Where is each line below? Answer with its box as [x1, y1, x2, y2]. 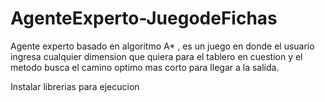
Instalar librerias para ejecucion [10, 80, 140, 92]
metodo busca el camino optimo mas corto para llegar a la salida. [10, 61, 280, 73]
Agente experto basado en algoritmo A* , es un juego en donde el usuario [10, 40, 315, 52]
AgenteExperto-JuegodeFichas [10, 7, 278, 30]
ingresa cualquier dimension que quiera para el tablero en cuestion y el [10, 50, 303, 62]
